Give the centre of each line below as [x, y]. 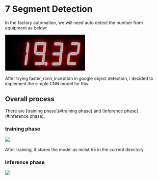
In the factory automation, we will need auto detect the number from [74, 23]
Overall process [30, 99]
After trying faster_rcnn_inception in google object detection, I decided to [79, 78]
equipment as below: [26, 27]
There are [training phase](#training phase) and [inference [64, 111]
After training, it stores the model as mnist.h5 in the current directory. [75, 150]
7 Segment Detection [49, 9]
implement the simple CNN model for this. [47, 83]
